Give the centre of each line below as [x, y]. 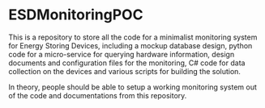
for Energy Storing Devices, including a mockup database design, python [130, 45]
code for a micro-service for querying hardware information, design [122, 54]
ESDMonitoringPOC [76, 15]
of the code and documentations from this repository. [98, 95]
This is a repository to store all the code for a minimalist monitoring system [133, 37]
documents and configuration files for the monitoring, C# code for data [127, 63]
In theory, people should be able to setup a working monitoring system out [133, 87]
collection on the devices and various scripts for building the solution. [125, 71]
